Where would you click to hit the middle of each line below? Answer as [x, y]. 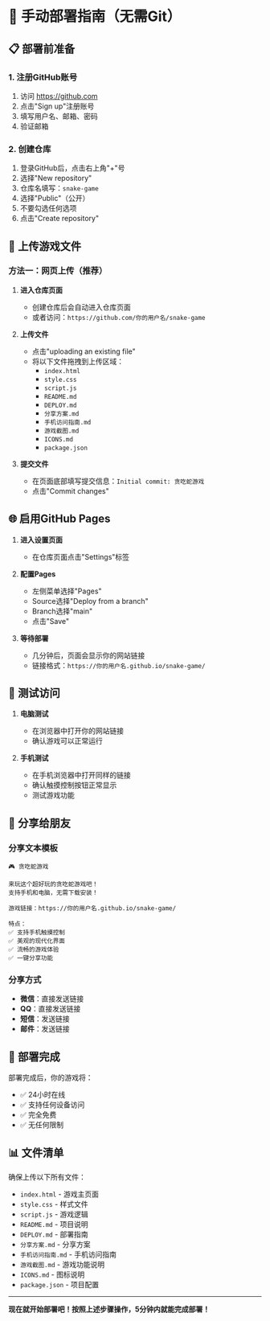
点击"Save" [51, 621]
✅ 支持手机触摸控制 [37, 933]
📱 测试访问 [34, 693]
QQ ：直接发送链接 [50, 1009]
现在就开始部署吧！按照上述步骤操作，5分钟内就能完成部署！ [109, 1309]
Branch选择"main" [62, 611]
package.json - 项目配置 [59, 1285]
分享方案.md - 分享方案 [55, 1245]
